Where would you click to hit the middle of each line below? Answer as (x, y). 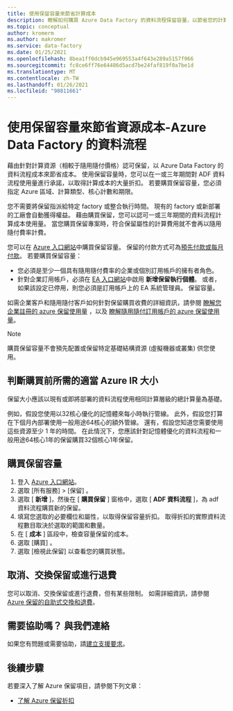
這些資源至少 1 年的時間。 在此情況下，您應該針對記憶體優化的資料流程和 (111, 430)
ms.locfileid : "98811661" (44, 91)
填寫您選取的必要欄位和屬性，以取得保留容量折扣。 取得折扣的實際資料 (118, 516)
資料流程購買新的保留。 (51, 508)
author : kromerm (31, 33)
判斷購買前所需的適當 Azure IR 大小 (83, 381)
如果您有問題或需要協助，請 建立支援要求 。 (68, 644)
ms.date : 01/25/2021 (37, 53)
